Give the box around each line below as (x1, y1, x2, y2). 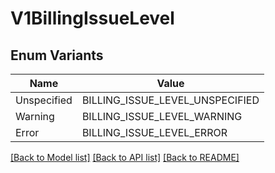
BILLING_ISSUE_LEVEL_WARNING (81, 110, 243, 123)
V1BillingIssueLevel (10, 7, 175, 30)
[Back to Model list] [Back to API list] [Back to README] (10, 152, 240, 163)
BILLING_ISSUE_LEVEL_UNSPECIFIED (81, 93, 260, 107)
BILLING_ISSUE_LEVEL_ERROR (81, 126, 228, 139)
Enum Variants (10, 47, 104, 64)
